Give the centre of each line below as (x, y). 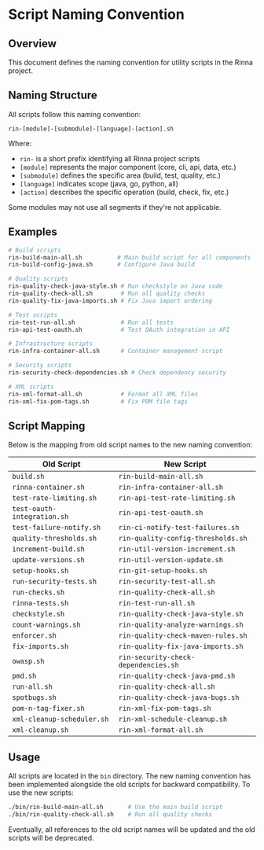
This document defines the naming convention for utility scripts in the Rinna (131, 62)
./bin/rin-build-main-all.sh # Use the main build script (115, 808)
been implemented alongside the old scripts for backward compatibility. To (129, 785)
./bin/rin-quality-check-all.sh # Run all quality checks (110, 815)
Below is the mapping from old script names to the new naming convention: (130, 445)
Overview (33, 44)
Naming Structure (53, 96)
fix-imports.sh (40, 647)
